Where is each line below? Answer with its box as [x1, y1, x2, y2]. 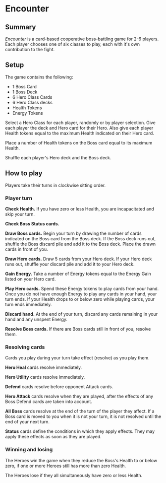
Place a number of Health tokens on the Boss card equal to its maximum [5, 139, 153, 145]
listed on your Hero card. [5, 276, 56, 282]
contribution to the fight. [5, 47, 55, 52]
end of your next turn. [5, 419, 50, 425]
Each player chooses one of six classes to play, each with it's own [5, 41, 140, 47]
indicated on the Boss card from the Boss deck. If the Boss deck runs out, [5, 235, 156, 241]
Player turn [5, 195, 33, 202]
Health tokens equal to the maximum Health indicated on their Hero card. [5, 130, 155, 136]
